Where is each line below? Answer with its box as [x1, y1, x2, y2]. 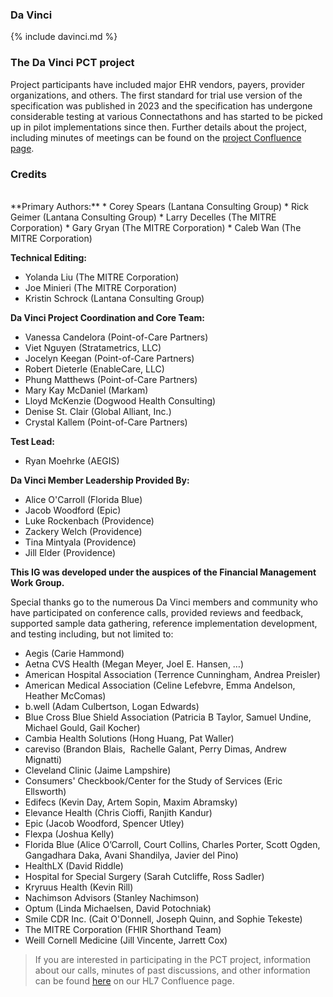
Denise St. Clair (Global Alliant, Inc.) [24, 405, 172, 417]
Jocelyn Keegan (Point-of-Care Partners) [24, 352, 195, 364]
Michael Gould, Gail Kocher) [24, 721, 141, 733]
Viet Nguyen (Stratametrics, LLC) [24, 341, 162, 353]
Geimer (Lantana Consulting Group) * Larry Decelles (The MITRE [10, 211, 277, 223]
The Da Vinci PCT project [10, 56, 135, 70]
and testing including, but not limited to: [10, 628, 174, 640]
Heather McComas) [24, 689, 107, 702]
